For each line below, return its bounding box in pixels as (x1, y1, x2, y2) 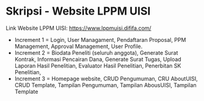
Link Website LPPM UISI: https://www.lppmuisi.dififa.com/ (5, 24, 151, 32)
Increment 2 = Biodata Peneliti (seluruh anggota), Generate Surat (14, 49, 178, 56)
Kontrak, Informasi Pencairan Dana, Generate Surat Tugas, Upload (14, 55, 181, 63)
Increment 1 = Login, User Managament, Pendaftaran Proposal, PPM (14, 36, 186, 43)
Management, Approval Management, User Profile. (14, 43, 143, 50)
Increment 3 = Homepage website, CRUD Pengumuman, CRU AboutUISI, (14, 75, 198, 82)
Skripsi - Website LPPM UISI (5, 4, 151, 18)
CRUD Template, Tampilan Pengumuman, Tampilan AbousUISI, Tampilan (14, 81, 197, 89)
